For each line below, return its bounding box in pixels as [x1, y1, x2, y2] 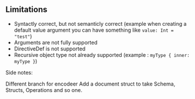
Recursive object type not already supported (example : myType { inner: [14, 51, 190, 58]
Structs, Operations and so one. [5, 86, 83, 93]
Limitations [5, 5, 48, 15]
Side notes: [5, 69, 33, 76]
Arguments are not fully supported [14, 39, 97, 46]
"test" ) [14, 32, 32, 40]
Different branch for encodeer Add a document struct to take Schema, [5, 80, 176, 87]
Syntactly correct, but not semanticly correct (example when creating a [14, 20, 187, 27]
